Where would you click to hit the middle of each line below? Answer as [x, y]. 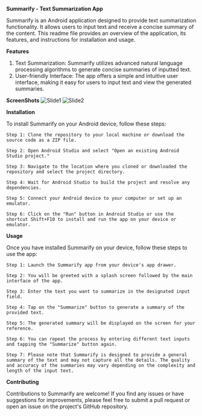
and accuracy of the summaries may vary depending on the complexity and [101, 365]
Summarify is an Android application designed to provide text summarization [101, 20]
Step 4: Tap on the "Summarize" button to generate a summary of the [96, 307]
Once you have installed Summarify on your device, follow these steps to [97, 248]
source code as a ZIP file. [42, 140]
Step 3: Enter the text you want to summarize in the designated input [98, 292]
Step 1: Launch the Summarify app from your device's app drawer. [91, 265]
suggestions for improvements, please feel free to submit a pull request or [98, 400]
